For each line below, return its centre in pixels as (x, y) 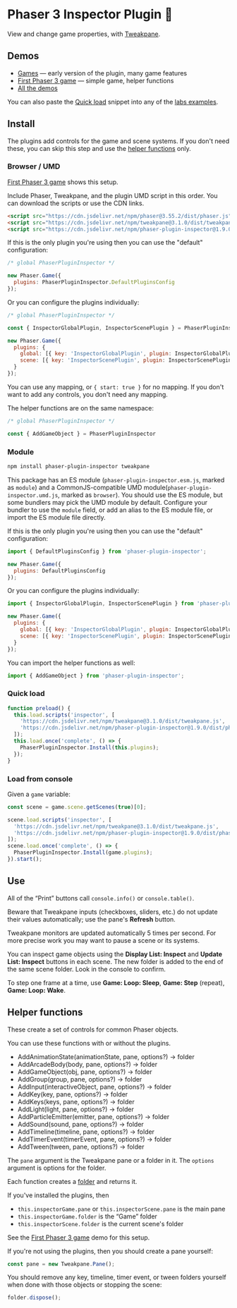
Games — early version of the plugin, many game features (102, 73)
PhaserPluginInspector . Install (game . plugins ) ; (83, 852)
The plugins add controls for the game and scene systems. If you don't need (119, 141)
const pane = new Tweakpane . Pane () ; (61, 1264)
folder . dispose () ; (34, 1298)
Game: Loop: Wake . (36, 990)
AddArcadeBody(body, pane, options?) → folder (87, 1064)
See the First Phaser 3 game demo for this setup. (79, 1237)
